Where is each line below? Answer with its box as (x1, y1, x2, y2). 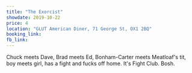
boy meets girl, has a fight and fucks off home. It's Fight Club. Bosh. (6, 60, 176, 67)
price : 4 (6, 20, 28, 26)
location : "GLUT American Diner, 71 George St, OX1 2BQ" (6, 25, 152, 32)
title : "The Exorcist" (6, 8, 63, 15)
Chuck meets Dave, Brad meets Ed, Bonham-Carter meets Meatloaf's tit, (6, 54, 187, 60)
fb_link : (6, 37, 28, 43)
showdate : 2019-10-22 (6, 14, 61, 21)
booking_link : (6, 31, 42, 37)
